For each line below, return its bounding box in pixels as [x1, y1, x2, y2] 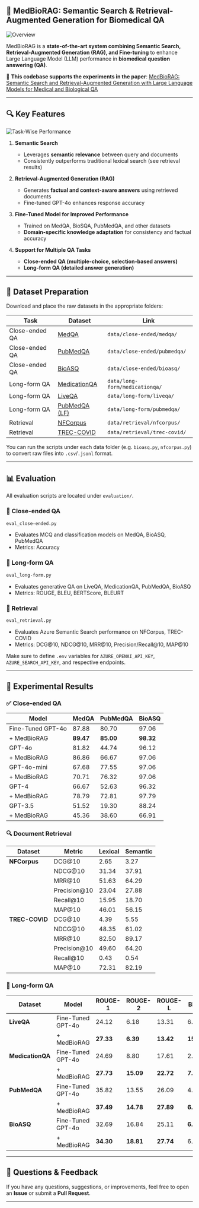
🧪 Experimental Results [6, 681, 94, 692]
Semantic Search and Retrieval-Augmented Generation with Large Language [6, 79, 193, 86]
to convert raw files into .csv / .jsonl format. [6, 450, 113, 457]
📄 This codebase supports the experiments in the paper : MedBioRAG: [6, 72, 180, 80]
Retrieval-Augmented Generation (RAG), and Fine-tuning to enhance [6, 49, 178, 56]
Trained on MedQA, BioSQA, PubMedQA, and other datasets [23, 222, 171, 229]
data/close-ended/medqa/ [107, 331, 178, 338]
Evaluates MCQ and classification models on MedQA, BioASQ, [14, 531, 166, 538]
